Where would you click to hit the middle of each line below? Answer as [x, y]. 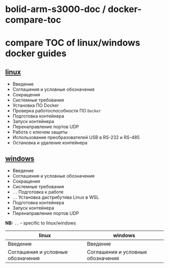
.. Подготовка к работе [38, 192]
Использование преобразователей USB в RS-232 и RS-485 [76, 138]
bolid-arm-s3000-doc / [56, 9]
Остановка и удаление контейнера [50, 143]
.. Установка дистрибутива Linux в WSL [56, 197]
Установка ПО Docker [36, 105]
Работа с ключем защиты [40, 132]
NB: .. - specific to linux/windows [41, 223]
